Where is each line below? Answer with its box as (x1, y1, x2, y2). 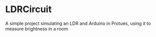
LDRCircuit (5, 4, 52, 15)
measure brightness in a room (5, 25, 68, 31)
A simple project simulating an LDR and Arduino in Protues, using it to (5, 20, 151, 26)
